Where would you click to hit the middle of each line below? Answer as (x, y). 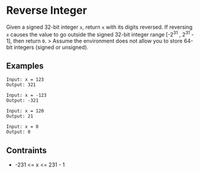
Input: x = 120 (25, 111)
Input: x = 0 (22, 127)
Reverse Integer (47, 10)
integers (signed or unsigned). (51, 47)
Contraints (26, 150)
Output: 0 (19, 132)
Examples (25, 66)
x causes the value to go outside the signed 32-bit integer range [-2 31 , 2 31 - (100, 34)
